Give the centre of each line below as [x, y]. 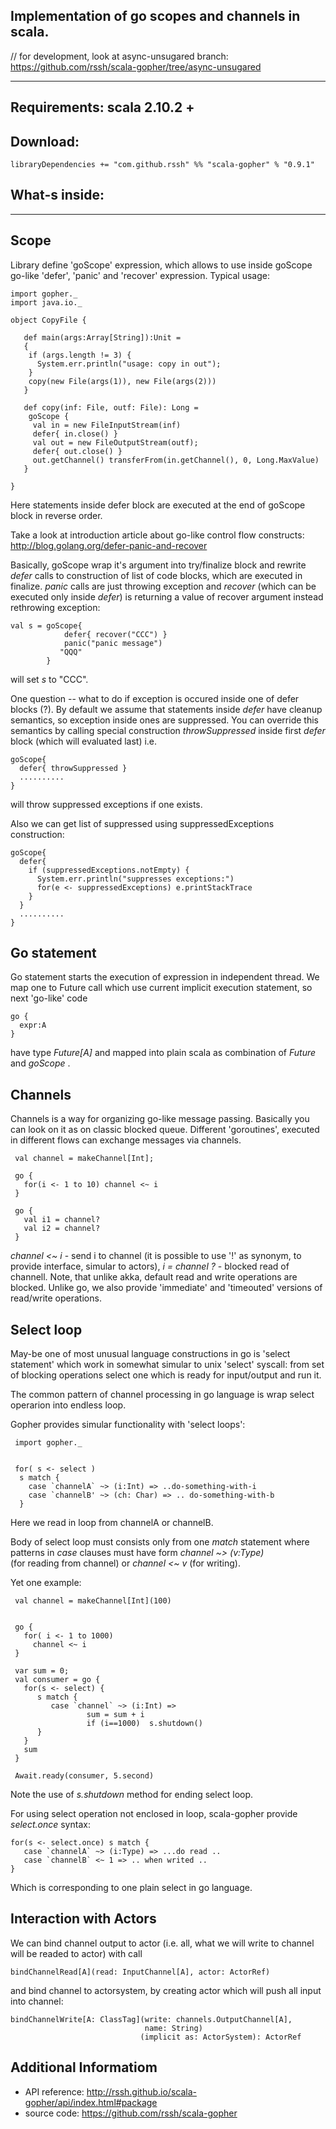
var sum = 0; [42, 1671]
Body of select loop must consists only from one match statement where [160, 1542]
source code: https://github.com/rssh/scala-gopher [131, 2113]
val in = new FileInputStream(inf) [107, 425]
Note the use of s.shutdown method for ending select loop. [132, 1795]
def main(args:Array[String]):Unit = [102, 337]
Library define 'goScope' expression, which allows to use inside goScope [161, 265]
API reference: [54, 2091]
